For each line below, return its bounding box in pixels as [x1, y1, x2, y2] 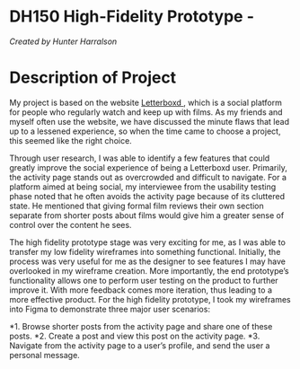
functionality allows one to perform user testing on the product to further [9, 275, 278, 286]
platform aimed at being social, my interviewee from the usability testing [9, 181, 277, 192]
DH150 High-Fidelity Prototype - [9, 6, 254, 27]
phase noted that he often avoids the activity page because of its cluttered [9, 190, 286, 201]
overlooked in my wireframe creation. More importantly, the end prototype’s [9, 265, 289, 276]
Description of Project [9, 67, 177, 88]
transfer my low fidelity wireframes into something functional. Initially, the [9, 246, 281, 257]
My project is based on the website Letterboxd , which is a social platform [9, 97, 283, 108]
